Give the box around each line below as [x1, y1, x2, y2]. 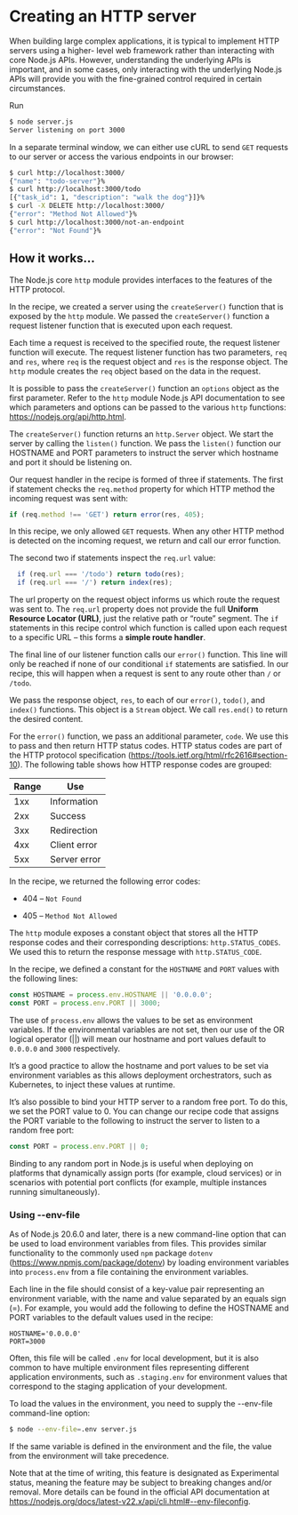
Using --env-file [9, 1208, 80, 1221]
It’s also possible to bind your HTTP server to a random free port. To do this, [9, 1096, 288, 1107]
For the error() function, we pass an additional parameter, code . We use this [9, 731, 289, 741]
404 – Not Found [21, 894, 83, 904]
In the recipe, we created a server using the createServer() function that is [9, 301, 284, 312]
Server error [50, 854, 101, 866]
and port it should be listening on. [9, 456, 133, 468]
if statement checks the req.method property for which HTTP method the [9, 483, 276, 494]
